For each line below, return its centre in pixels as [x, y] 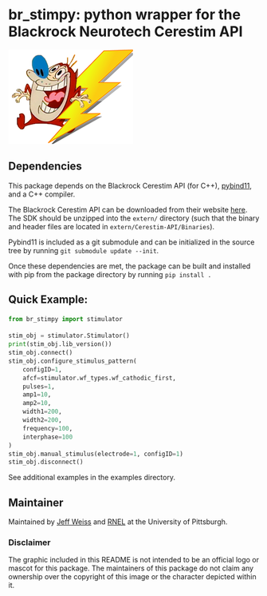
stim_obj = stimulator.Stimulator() [69, 336]
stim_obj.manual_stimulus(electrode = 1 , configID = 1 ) [96, 454]
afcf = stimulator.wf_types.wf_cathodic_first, [100, 378]
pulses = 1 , [39, 386]
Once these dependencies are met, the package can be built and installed [130, 266]
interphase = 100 [48, 437]
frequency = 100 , [48, 428]
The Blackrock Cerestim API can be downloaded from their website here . [128, 209]
